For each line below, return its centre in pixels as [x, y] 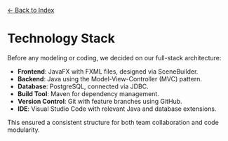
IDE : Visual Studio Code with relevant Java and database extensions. [117, 109]
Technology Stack [61, 39]
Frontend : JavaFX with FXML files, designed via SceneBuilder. [108, 71]
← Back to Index [31, 10]
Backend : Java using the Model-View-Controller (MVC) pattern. [109, 79]
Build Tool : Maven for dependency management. [88, 93]
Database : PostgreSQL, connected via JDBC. [83, 86]
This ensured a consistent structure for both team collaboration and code [113, 122]
